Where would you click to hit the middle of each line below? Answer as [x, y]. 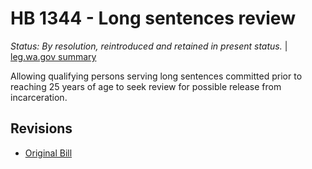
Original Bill [48, 153]
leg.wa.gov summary [53, 56]
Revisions [41, 128]
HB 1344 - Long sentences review [153, 18]
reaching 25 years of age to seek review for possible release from [146, 86]
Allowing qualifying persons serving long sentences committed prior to [156, 76]
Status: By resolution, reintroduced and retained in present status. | [149, 46]
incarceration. [39, 97]
